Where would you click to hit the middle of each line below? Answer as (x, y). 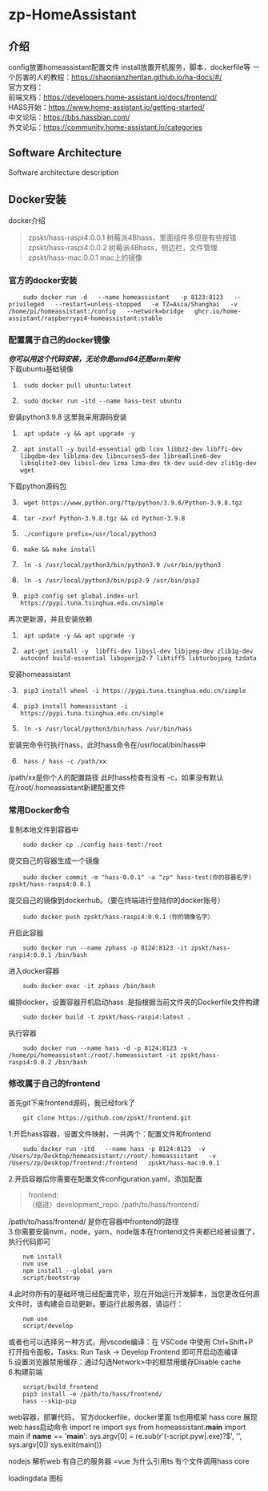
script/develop (48, 1326)
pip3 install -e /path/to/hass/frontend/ (92, 1394)
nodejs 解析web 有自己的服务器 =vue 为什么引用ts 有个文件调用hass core (129, 1461)
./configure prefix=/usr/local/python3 (90, 534)
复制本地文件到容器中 (43, 829)
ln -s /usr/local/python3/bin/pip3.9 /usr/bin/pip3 (112, 581)
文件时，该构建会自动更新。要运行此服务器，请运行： (96, 1303)
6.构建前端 (26, 1371)
